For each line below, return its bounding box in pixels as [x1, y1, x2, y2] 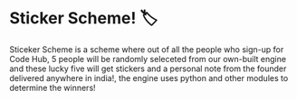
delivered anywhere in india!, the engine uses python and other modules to [9, 72, 289, 83]
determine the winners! [9, 82, 97, 93]
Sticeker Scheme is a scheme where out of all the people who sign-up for [9, 43, 284, 55]
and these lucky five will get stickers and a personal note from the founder [9, 63, 287, 74]
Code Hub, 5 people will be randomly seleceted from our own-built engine [9, 53, 287, 64]
